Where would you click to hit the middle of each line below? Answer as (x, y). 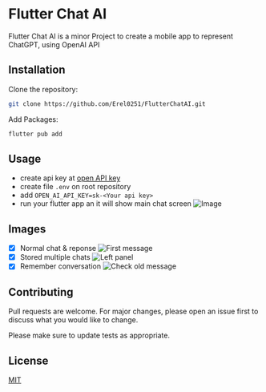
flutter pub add (35, 134)
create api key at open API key (70, 178)
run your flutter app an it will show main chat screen (106, 204)
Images (27, 229)
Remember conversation (60, 266)
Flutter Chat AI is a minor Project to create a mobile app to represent (121, 36)
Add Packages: (33, 119)
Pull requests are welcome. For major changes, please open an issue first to (133, 311)
